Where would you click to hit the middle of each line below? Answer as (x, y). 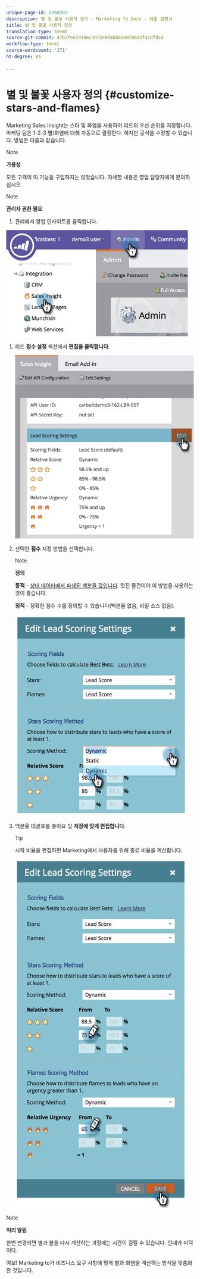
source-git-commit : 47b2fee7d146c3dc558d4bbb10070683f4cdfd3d (85, 38)
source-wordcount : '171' (37, 51)
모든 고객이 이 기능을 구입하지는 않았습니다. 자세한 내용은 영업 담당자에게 (90, 177)
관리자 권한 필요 (24, 209)
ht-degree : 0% (24, 57)
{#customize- (139, 95)
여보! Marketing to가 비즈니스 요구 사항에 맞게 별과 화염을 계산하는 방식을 (91, 1262)
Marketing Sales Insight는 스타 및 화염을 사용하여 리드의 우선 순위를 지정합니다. (99, 125)
